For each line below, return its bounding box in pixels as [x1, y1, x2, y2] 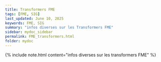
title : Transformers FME [5, 7, 55, 12]
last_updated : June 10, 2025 [5, 16, 64, 21]
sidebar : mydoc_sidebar [5, 30, 53, 34]
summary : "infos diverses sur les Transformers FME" [5, 25, 114, 30]
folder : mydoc [5, 39, 34, 44]
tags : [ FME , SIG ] [5, 12, 40, 16]
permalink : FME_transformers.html [5, 34, 75, 39]
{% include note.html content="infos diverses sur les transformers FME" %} [5, 52, 156, 58]
